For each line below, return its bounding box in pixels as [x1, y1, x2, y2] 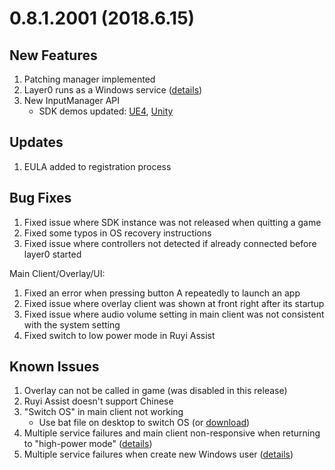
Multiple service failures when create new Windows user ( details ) [23, 448, 294, 461]
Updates [9, 134, 64, 151]
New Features [9, 47, 98, 64]
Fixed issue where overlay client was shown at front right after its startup [23, 297, 325, 309]
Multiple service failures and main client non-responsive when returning [23, 427, 321, 439]
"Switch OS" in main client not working [23, 406, 184, 418]
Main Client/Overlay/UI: [9, 267, 106, 279]
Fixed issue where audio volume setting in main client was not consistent [23, 308, 325, 320]
